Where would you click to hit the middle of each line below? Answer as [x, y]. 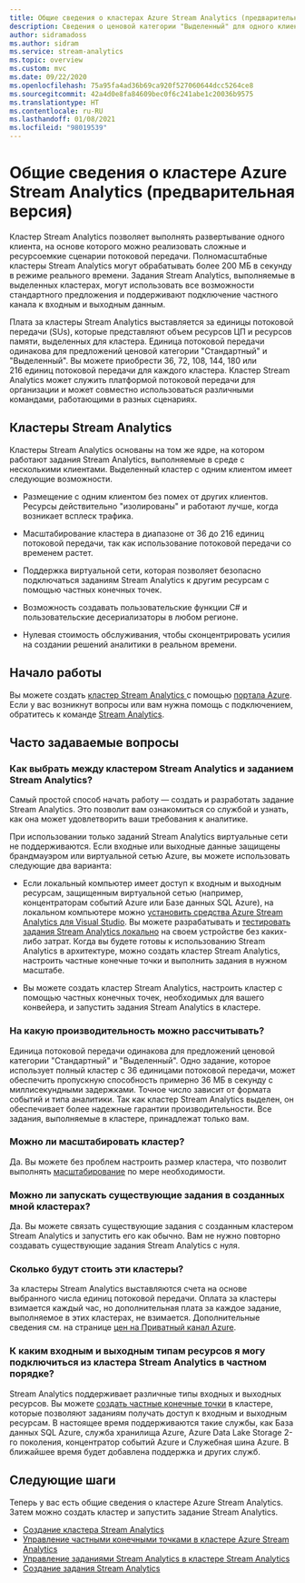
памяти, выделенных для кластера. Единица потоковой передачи [137, 341]
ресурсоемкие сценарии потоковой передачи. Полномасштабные [138, 256]
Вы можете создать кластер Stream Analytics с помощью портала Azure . [151, 695]
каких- [275, 932]
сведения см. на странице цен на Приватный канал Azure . [123, 1327]
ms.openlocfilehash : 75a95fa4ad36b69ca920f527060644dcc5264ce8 [132, 86]
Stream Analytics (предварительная [152, 192]
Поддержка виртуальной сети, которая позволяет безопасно [142, 570]
